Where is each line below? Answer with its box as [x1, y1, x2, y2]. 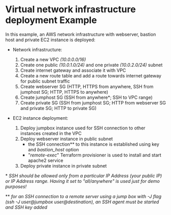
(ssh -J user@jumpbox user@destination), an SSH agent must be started [5, 199, 159, 205]
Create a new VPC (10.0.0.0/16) [20, 56, 86, 62]
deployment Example [5, 14, 97, 26]
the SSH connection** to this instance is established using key [28, 141, 160, 147]
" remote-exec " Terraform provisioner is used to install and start [28, 152, 162, 158]
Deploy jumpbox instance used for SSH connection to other [20, 125, 145, 131]
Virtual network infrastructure [5, 4, 136, 15]
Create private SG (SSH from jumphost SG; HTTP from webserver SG [20, 99, 166, 105]
